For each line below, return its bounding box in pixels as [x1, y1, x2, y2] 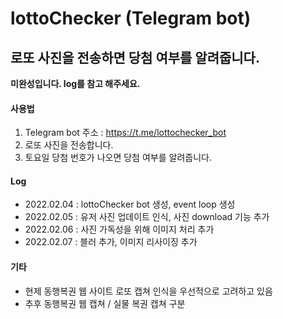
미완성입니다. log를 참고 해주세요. [10, 78, 141, 89]
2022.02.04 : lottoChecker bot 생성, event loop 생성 [24, 198, 236, 211]
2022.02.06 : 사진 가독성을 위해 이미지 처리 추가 [24, 223, 215, 236]
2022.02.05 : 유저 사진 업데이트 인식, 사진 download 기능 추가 [24, 211, 270, 223]
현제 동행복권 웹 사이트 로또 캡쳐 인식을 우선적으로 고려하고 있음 [24, 285, 273, 297]
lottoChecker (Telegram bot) [10, 7, 252, 30]
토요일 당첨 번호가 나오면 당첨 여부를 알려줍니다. [24, 152, 212, 164]
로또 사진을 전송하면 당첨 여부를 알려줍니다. [10, 49, 260, 66]
